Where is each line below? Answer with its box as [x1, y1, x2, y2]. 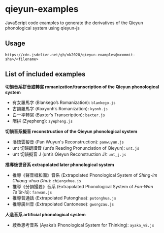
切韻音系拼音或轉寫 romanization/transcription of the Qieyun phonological [5, 84, 159, 90]
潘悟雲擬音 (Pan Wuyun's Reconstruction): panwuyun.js [12, 139, 124, 145]
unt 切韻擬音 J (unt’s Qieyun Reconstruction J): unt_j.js [12, 151, 127, 157]
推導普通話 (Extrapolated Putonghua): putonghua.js [12, 195, 117, 200]
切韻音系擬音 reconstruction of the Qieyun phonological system [5, 128, 137, 134]
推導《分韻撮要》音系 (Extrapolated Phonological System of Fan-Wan [12, 183, 154, 189]
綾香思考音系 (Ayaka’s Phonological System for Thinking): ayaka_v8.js [12, 222, 154, 228]
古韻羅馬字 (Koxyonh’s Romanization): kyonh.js [12, 105, 108, 111]
